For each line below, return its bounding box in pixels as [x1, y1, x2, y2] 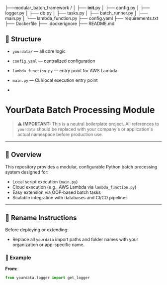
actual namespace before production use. [17, 131, 103, 137]
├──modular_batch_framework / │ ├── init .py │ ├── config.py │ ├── [5, 5, 150, 10]
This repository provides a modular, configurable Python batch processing [5, 163, 158, 169]
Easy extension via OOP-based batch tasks [12, 189, 101, 195]
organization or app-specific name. [12, 242, 85, 248]
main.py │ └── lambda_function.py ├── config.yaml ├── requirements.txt [5, 15, 159, 21]
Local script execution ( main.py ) [12, 178, 78, 184]
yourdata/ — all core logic [12, 48, 66, 54]
